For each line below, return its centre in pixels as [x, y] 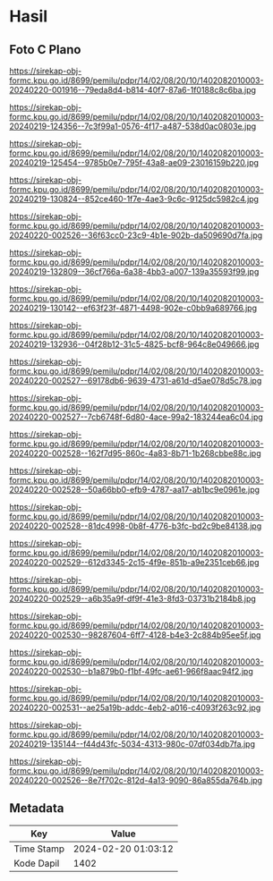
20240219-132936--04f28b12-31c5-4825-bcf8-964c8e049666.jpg [134, 344]
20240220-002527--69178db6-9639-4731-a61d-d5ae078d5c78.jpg [136, 381]
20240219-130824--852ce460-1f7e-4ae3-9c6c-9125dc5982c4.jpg [134, 199]
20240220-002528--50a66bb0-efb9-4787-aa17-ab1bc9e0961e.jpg [135, 490]
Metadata [37, 808]
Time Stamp [39, 849]
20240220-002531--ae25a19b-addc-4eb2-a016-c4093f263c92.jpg [135, 707]
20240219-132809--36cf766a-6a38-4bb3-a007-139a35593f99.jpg [134, 271]
